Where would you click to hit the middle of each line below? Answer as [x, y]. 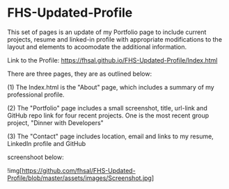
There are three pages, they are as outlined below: [79, 74]
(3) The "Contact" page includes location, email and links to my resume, [110, 136]
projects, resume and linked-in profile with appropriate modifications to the [115, 39]
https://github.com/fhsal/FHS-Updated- [79, 170]
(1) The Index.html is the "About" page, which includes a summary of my [111, 87]
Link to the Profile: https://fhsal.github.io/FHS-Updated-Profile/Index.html [112, 60]
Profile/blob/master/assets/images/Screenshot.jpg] [81, 178]
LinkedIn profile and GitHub [47, 143]
